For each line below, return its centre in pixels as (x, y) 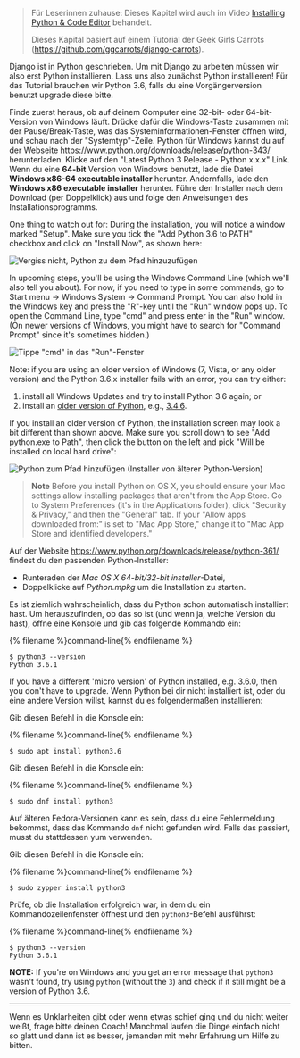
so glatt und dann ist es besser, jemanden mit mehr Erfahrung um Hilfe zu (145, 1036)
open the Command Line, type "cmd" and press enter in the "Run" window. (147, 316)
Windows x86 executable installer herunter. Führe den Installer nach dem (146, 188)
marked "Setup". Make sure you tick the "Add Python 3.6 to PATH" (131, 234)
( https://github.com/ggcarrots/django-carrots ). (117, 49)
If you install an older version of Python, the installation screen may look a (145, 423)
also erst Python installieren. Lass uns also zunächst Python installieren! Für (149, 76)
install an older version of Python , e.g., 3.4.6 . (104, 406)
